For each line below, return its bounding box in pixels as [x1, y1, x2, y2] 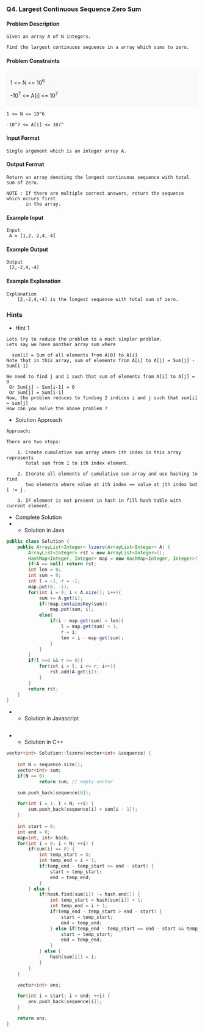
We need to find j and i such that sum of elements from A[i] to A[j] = [6, 373, 195, 380]
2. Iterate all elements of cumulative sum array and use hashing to [17, 471, 198, 477]
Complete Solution [15, 513, 62, 521]
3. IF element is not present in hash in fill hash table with [17, 497, 182, 504]
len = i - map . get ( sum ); [60, 634, 124, 641]
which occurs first [6, 196, 56, 202]
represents [6, 454, 34, 461]
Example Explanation [6, 277, 61, 285]
